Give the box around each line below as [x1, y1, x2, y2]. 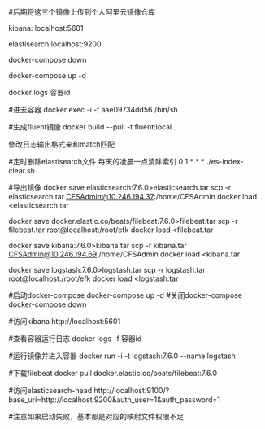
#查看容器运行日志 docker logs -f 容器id [8, 334, 142, 344]
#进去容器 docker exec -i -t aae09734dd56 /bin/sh [8, 105, 179, 114]
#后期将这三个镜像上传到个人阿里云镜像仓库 [8, 7, 156, 16]
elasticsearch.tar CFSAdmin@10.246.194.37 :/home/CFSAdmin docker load [8, 192, 258, 201]
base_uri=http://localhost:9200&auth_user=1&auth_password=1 [8, 395, 221, 405]
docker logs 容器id [8, 88, 71, 97]
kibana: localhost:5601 [8, 24, 84, 33]
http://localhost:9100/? [93, 386, 170, 395]
